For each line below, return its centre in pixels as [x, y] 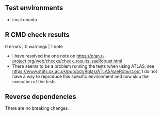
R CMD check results [37, 35]
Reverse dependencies [40, 97]
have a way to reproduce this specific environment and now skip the [80, 76]
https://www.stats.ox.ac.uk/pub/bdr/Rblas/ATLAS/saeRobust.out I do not [85, 71]
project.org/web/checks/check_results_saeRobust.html [67, 61]
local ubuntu [24, 19]
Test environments [34, 8]
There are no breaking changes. [37, 108]
